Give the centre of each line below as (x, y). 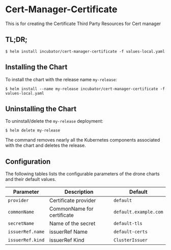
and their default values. (31, 179)
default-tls (128, 224)
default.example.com (138, 212)
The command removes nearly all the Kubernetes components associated (83, 140)
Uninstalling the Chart (41, 109)
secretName (21, 224)
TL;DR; (17, 40)
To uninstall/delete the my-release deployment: (54, 121)
